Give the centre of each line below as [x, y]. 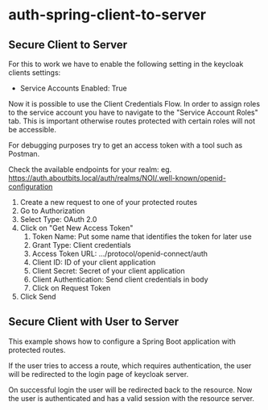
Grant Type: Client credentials [81, 245]
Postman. [24, 154]
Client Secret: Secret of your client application [108, 271]
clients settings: [35, 73]
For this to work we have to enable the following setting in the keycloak [126, 64]
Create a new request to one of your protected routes [109, 202]
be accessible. [33, 130]
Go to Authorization [52, 211]
